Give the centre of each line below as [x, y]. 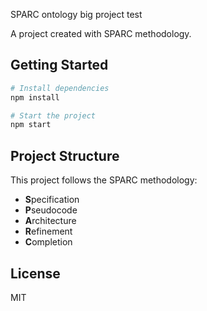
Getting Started [59, 65]
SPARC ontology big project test [76, 14]
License [35, 273]
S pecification [52, 200]
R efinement [48, 231]
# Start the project [53, 115]
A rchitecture [50, 221]
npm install [35, 97]
